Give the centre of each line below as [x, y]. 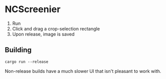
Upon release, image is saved [43, 34]
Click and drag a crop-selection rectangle [56, 28]
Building [18, 50]
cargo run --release [27, 62]
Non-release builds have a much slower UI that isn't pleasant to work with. [83, 71]
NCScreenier [33, 9]
